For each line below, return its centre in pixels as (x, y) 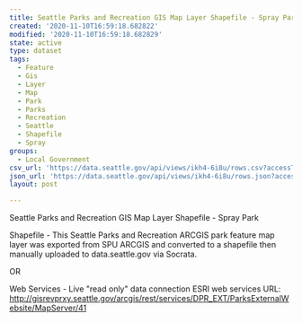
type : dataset (36, 51)
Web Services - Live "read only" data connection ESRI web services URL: (145, 289)
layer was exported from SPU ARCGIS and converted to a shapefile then (143, 245)
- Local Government (54, 159)
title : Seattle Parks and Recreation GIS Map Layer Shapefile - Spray (144, 17)
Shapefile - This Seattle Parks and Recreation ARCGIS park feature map (142, 235)
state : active (36, 43)
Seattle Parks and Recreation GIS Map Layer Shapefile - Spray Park (134, 218)
